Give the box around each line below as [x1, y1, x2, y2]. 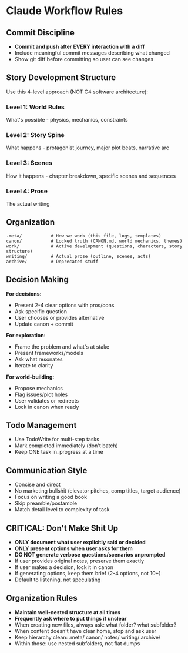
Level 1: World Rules [6, 103, 65, 111]
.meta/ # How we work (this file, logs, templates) [6, 233, 162, 239]
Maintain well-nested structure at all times [14, 608, 121, 615]
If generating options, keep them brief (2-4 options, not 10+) [14, 570, 161, 577]
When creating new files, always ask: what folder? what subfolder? [14, 621, 177, 628]
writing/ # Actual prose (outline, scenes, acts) [6, 253, 151, 259]
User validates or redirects [14, 397, 79, 404]
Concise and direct [14, 481, 61, 488]
